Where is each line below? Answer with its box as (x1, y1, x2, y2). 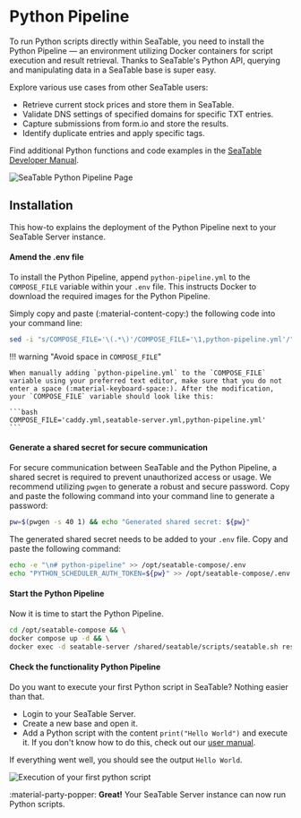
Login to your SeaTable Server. (21, 708, 136, 719)
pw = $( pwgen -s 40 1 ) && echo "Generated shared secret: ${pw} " (9, 518, 251, 527)
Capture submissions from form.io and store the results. (21, 118, 229, 129)
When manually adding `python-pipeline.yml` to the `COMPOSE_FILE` (9, 368, 267, 377)
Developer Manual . (9, 154, 79, 165)
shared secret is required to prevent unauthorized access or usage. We (9, 472, 271, 483)
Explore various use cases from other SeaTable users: (9, 82, 209, 92)
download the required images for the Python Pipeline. (9, 290, 211, 301)
